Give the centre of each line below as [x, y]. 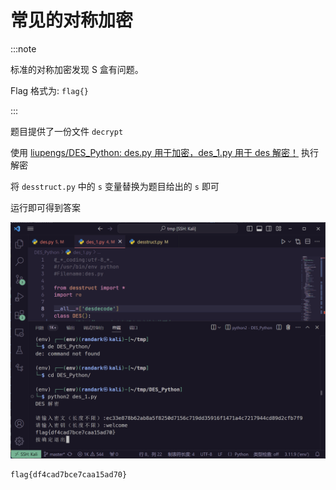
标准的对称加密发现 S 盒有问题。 [77, 69]
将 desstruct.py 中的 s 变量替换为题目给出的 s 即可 [115, 186]
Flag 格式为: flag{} [49, 90]
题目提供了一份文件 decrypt [67, 131]
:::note [23, 48]
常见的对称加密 [72, 20]
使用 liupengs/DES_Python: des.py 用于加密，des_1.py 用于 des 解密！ [154, 152]
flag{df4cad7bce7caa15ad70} [69, 474]
